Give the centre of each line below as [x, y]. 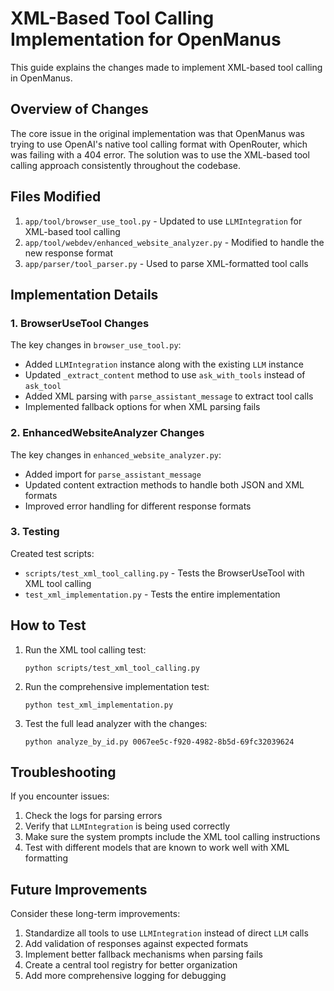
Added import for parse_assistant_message [113, 474]
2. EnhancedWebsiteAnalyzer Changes [107, 433]
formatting [46, 858]
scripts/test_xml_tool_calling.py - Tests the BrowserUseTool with [164, 573]
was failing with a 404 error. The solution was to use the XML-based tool [160, 154]
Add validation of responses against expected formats [136, 944]
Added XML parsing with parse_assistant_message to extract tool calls [169, 396]
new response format [69, 253]
